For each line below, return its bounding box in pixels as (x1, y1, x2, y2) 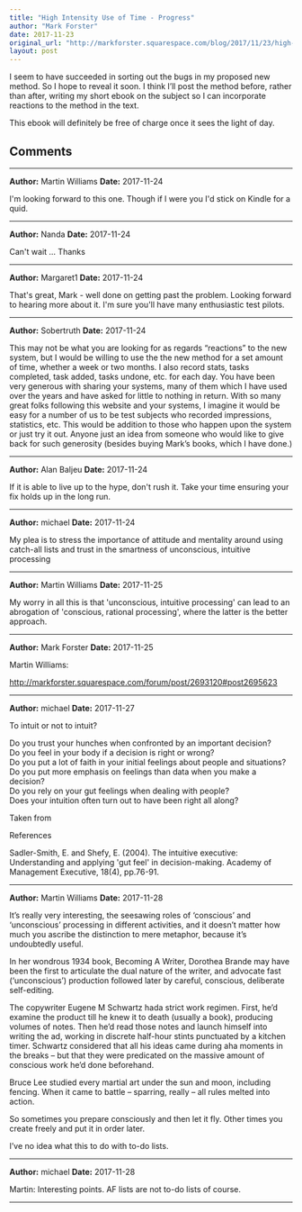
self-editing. (9, 984, 55, 995)
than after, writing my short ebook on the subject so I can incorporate (9, 91, 267, 102)
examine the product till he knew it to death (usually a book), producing (9, 1011, 273, 1022)
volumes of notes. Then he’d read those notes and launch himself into (9, 1021, 268, 1032)
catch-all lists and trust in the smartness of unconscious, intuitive (9, 544, 251, 555)
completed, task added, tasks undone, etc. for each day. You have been (9, 371, 276, 382)
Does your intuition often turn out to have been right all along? (9, 794, 239, 806)
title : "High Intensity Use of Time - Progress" (9, 13, 195, 23)
